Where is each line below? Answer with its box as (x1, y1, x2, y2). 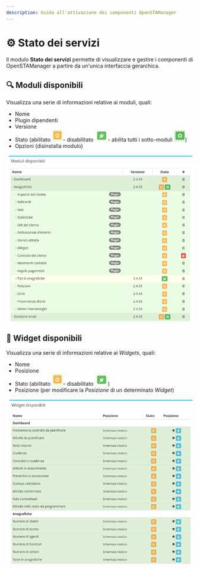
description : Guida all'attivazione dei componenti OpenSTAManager (6, 10, 177, 16)
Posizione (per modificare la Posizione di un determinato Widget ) (14, 386, 175, 394)
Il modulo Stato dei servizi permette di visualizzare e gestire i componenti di (6, 55, 193, 63)
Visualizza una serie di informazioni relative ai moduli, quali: (6, 99, 152, 106)
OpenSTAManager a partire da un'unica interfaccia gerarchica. (6, 62, 160, 69)
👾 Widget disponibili (6, 333, 82, 343)
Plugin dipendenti (14, 117, 58, 124)
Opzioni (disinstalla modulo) (14, 142, 83, 150)
